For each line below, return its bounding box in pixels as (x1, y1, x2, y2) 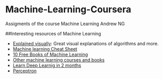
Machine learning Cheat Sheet (12, 46, 78, 52)
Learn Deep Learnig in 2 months (12, 62, 81, 68)
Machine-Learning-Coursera (5, 4, 132, 15)
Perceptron (12, 68, 37, 74)
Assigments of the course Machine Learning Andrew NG (5, 21, 125, 27)
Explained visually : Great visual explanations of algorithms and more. (12, 40, 159, 47)
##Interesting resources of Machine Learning (5, 30, 101, 36)
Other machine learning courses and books (12, 56, 105, 63)
